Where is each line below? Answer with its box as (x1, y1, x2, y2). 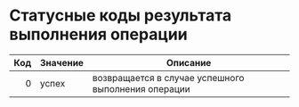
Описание (166, 56, 212, 69)
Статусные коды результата (9, 5, 232, 26)
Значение (39, 56, 85, 69)
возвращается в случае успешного (92, 71, 245, 84)
